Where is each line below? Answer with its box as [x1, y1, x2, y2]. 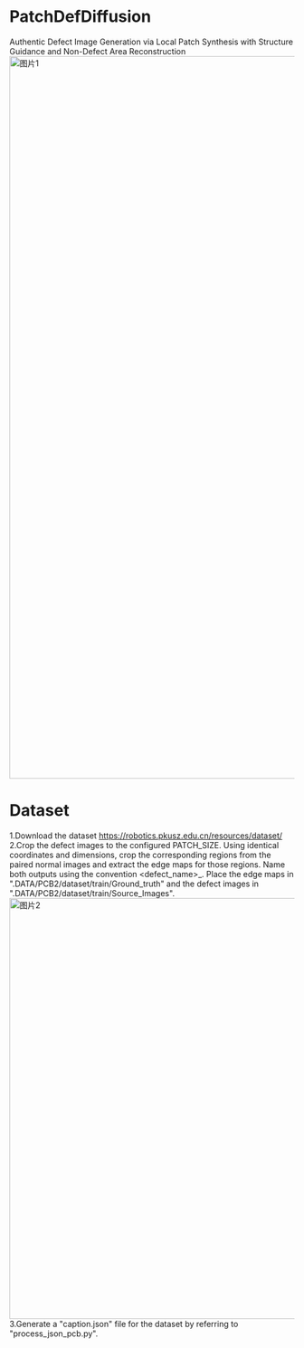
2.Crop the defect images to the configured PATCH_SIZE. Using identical [9, 839, 280, 850]
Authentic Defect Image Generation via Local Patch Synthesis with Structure [9, 36, 294, 47]
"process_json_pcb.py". [9, 1328, 99, 1339]
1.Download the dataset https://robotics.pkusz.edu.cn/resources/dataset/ [9, 830, 283, 841]
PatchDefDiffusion [9, 6, 152, 27]
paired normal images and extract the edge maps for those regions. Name [9, 858, 286, 870]
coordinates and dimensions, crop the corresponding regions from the [9, 849, 271, 860]
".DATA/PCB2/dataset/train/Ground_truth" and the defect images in [9, 878, 260, 889]
